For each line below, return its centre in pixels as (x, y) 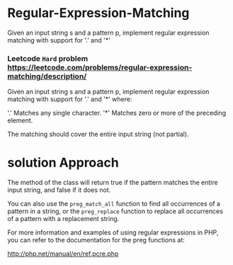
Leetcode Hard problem (48, 58)
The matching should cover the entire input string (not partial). (98, 134)
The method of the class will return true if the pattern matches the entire (113, 183)
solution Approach (63, 163)
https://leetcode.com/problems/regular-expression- (100, 67)
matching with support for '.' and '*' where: (70, 99)
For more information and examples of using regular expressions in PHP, (113, 232)
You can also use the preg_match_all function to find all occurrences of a (114, 204)
